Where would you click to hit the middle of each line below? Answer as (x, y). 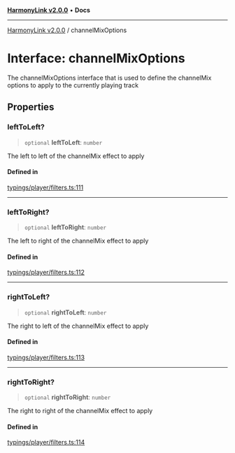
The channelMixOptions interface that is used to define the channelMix (109, 78)
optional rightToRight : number (67, 397)
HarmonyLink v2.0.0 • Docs (49, 10)
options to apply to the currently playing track (73, 85)
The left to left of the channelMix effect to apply (76, 156)
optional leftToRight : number (65, 227)
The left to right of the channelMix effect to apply (78, 241)
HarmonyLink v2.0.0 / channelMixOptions (67, 30)
